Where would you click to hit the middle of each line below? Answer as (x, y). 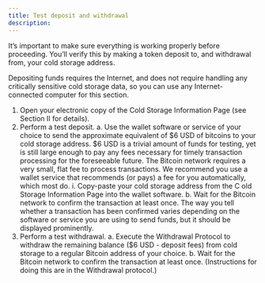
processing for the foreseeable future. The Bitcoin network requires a (133, 160)
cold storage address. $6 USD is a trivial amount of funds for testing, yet (138, 143)
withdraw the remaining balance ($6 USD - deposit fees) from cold (129, 245)
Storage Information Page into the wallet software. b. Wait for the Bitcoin (138, 194)
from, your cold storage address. (62, 62)
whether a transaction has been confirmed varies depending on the (129, 211)
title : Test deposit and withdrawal (68, 15)
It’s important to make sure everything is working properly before (114, 45)
